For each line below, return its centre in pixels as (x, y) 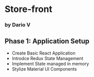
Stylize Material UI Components (44, 69)
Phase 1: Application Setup (47, 41)
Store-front (29, 9)
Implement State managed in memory (50, 63)
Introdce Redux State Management (47, 58)
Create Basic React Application (44, 53)
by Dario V (18, 25)
